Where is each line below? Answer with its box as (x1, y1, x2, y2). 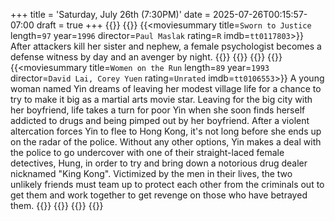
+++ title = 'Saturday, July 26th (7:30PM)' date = (10, 9, 212, 20)
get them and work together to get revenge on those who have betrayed (10, 189, 308, 201)
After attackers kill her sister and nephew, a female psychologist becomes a (10, 40, 322, 52)
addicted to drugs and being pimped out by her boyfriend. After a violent (10, 115, 310, 126)
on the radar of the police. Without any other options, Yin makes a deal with (10, 136, 322, 148)
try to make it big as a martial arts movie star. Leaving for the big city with (10, 94, 313, 105)
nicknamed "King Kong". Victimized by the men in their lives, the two (10, 168, 293, 179)
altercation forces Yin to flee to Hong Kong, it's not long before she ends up (10, 125, 322, 137)
